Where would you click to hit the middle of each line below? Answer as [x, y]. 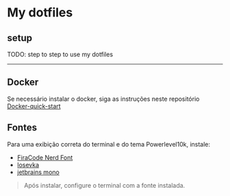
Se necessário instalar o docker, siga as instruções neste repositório [103, 99]
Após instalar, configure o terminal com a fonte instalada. [104, 185]
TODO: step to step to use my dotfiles [60, 54]
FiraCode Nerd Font [45, 157]
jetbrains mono [38, 172]
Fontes [22, 128]
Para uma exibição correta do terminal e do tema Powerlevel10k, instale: [109, 144]
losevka [28, 164]
